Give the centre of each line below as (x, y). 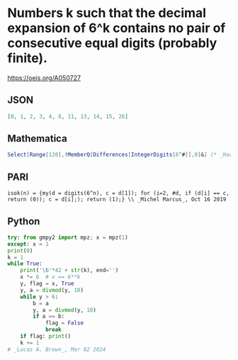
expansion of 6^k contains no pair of (117, 28)
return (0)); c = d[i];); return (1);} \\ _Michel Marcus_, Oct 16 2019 (117, 200)
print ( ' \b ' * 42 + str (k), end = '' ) (69, 271)
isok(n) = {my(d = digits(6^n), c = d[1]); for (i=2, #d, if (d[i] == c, (119, 193)
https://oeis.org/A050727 (44, 78)
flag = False (64, 323)
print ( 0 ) (20, 251)
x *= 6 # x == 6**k (50, 277)
